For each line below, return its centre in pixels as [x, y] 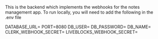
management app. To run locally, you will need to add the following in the [79, 12]
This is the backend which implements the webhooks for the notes [73, 7]
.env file [13, 17]
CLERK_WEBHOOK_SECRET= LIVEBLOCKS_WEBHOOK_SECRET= [71, 32]
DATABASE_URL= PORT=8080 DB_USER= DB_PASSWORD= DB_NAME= [78, 27]
